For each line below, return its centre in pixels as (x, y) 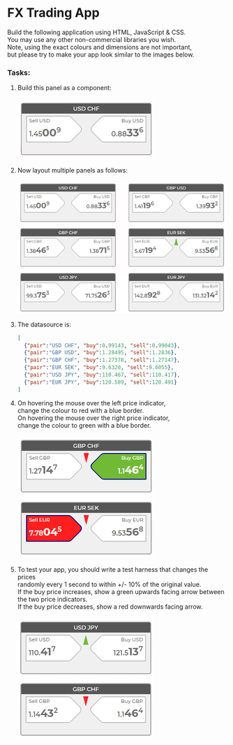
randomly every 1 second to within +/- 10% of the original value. (109, 584)
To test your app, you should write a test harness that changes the (113, 569)
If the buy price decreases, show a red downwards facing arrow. (110, 607)
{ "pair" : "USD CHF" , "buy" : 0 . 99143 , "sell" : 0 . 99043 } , (102, 345)
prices (27, 577)
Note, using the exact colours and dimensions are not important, (100, 47)
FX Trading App (53, 13)
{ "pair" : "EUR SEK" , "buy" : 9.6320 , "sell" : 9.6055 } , (99, 368)
